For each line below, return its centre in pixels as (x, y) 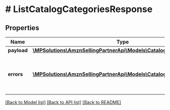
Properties (22, 28)
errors (15, 74)
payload (18, 50)
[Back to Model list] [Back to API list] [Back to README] (63, 102)
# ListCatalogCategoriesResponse (79, 9)
